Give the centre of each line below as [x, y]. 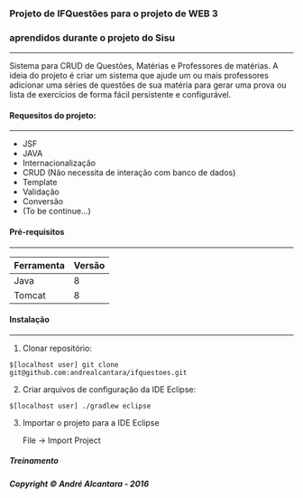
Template [40, 183]
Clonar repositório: [57, 348]
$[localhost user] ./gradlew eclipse [80, 406]
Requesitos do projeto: [53, 115]
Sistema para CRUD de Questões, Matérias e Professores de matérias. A [144, 66]
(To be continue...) [57, 211]
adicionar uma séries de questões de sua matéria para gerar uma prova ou [148, 85]
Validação [41, 192]
